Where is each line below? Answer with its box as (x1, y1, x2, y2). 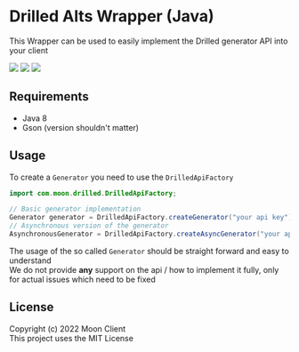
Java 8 (21, 113, 47, 124)
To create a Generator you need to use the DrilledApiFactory (9, 172, 234, 182)
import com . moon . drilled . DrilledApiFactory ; (9, 188, 177, 197)
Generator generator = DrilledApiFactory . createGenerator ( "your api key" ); (9, 213, 296, 222)
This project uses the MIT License (9, 332, 133, 343)
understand (9, 255, 52, 266)
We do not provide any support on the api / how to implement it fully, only (9, 264, 279, 275)
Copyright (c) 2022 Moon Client (9, 323, 126, 334)
